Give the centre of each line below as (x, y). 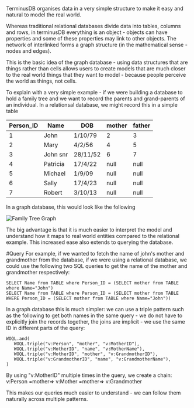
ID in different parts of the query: (46, 328)
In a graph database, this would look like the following (71, 207)
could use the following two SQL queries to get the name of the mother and (97, 266)
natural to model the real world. (44, 15)
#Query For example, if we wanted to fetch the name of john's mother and (95, 254)
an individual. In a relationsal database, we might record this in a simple (92, 105)
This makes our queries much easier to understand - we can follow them (93, 393)
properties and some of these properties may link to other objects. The (91, 38)
